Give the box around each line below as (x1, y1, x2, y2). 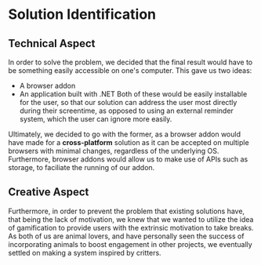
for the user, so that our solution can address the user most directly (19, 98, 237, 107)
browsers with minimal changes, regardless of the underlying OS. (8, 147, 219, 155)
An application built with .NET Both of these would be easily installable (19, 89, 248, 99)
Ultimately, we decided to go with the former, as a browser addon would (8, 129, 241, 139)
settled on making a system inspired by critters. (8, 248, 162, 257)
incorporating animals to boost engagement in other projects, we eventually (8, 239, 252, 249)
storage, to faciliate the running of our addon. (8, 163, 155, 172)
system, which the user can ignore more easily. (19, 114, 172, 123)
